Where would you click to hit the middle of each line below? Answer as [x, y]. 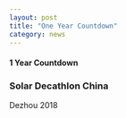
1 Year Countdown [44, 63]
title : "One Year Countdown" [63, 26]
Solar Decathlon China [59, 86]
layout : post [34, 17]
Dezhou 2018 [34, 105]
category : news [38, 34]
